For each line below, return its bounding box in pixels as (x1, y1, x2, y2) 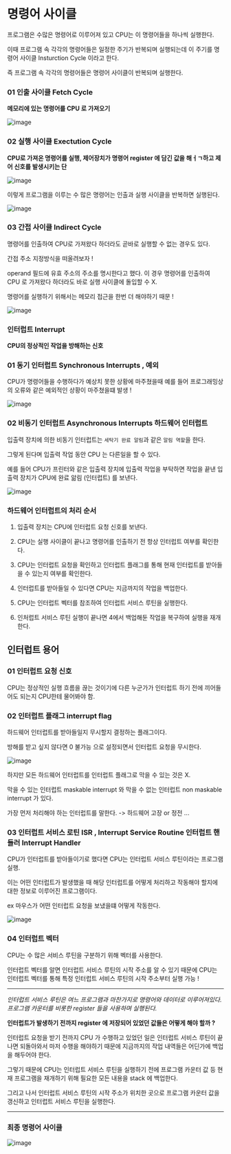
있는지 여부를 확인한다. (32, 569, 93, 578)
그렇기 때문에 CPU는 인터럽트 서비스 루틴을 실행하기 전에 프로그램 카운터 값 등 (7, 1065, 217, 1073)
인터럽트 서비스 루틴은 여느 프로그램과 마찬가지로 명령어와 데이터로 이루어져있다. (7, 995, 222, 1004)
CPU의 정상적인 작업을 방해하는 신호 (7, 342, 104, 350)
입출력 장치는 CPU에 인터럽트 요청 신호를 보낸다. (16, 522, 148, 531)
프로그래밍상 (190, 378, 223, 386)
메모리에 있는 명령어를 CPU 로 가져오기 (7, 104, 111, 113)
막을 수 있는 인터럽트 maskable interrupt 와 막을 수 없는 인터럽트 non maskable (7, 785, 222, 794)
